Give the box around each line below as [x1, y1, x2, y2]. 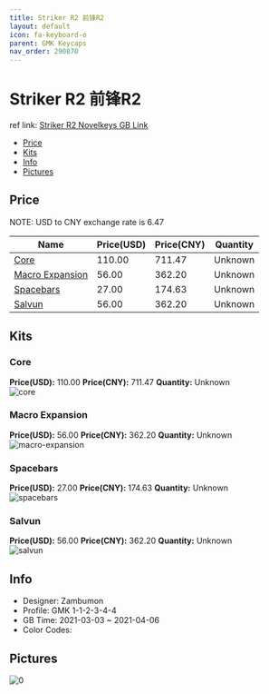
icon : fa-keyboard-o [9, 30, 88, 39]
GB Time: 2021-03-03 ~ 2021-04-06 [22, 615, 160, 626]
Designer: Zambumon [22, 596, 104, 607]
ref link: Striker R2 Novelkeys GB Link [9, 120, 149, 131]
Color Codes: [22, 624, 72, 636]
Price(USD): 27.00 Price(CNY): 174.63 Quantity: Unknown [9, 482, 229, 493]
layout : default [9, 22, 71, 31]
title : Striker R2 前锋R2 [9, 13, 104, 23]
